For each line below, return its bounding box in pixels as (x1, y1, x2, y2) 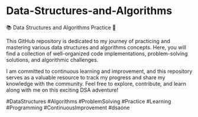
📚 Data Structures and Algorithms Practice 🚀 (6, 24, 116, 31)
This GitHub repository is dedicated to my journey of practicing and (6, 37, 170, 45)
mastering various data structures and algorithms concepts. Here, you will (6, 44, 186, 51)
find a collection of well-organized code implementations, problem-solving (6, 50, 188, 57)
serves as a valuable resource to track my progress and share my (6, 73, 165, 81)
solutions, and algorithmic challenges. (6, 56, 99, 63)
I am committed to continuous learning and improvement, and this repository (6, 68, 193, 75)
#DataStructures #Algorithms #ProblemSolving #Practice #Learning (6, 98, 171, 105)
